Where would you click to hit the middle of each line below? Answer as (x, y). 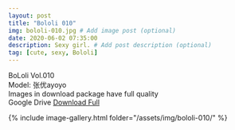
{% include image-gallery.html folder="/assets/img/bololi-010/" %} (118, 118)
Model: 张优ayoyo (37, 85)
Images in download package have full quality (84, 94)
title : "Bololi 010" (43, 23)
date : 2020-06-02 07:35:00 (53, 38)
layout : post (30, 16)
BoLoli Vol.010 (31, 75)
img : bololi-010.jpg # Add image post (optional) (92, 30)
